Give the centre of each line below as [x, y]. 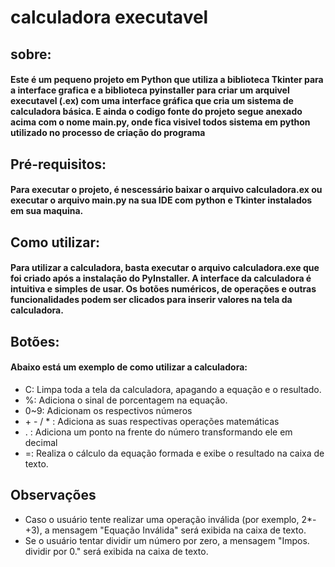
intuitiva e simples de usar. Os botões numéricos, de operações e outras [163, 289]
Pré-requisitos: [58, 164]
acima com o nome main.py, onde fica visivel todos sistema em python [160, 122]
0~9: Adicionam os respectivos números [108, 410]
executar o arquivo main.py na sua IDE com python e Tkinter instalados [161, 200]
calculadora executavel [109, 17]
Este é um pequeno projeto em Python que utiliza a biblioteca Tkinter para [167, 80]
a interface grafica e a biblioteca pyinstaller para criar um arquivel [150, 90]
